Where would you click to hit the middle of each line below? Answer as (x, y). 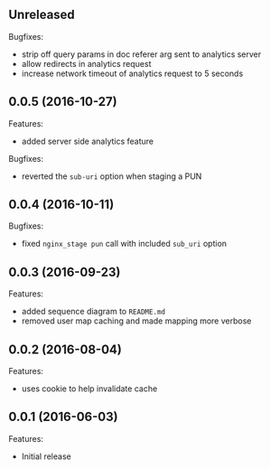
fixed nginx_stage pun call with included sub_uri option (124, 244)
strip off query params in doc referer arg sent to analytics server (141, 54)
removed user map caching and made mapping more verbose (136, 321)
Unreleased (42, 15)
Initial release (46, 456)
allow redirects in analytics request (86, 63)
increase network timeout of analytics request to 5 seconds (132, 73)
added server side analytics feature (88, 141)
